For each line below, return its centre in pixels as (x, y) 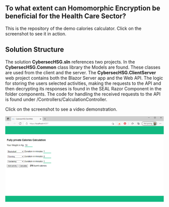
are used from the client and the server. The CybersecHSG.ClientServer (81, 72)
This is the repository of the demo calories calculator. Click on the (73, 28)
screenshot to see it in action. (36, 34)
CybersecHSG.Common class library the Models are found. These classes (83, 67)
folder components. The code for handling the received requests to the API (83, 94)
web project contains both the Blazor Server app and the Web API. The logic (84, 78)
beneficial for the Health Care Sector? (66, 16)
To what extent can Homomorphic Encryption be (83, 8)
